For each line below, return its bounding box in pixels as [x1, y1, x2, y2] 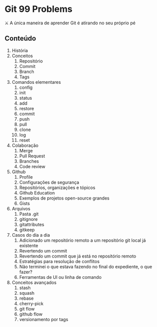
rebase [19, 295, 34, 301]
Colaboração [11, 142, 39, 148]
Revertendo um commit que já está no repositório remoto [19, 253, 136, 259]
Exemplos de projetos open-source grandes [19, 195, 110, 201]
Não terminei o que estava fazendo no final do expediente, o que [19, 263, 153, 269]
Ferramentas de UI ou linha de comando [19, 274, 102, 280]
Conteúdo [4, 34, 36, 43]
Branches [19, 158, 39, 164]
